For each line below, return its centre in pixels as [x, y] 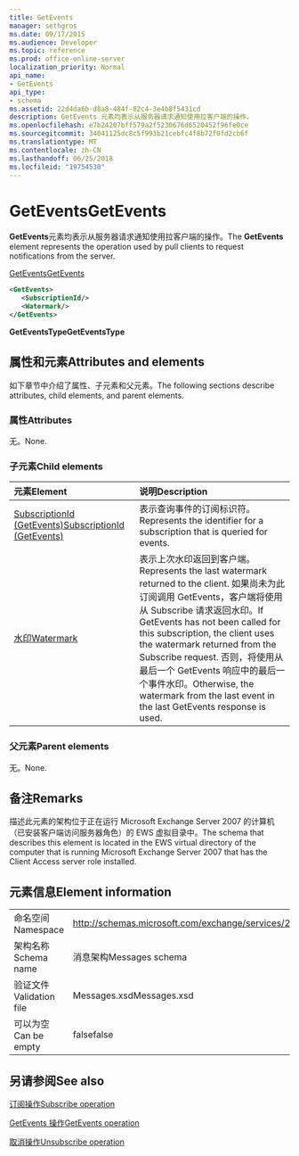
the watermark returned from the [208, 645]
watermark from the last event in [207, 696]
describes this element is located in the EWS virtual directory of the [133, 843]
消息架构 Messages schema [130, 957]
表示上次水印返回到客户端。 [197, 559]
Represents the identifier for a [202, 521]
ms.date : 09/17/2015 [48, 34]
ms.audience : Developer [53, 42]
